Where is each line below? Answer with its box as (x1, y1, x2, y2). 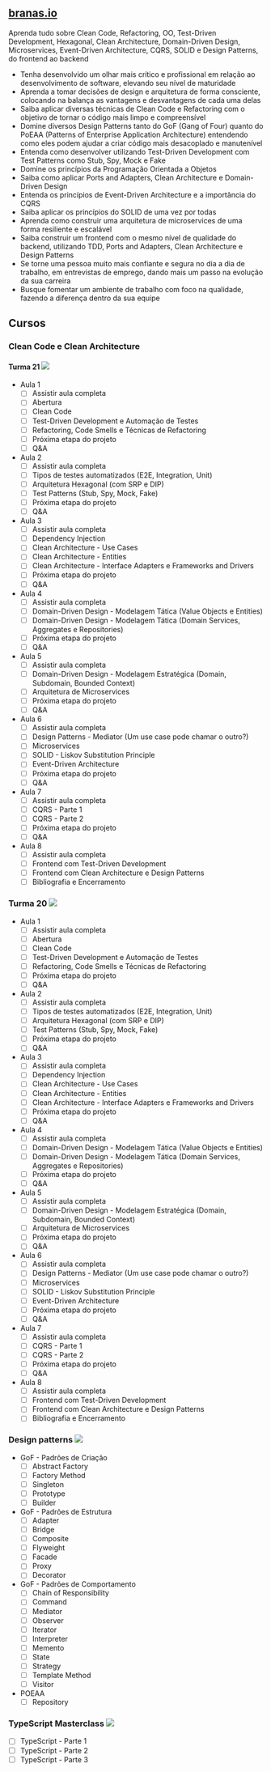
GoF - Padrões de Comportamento (19, 1579, 136, 1589)
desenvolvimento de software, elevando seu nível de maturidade (19, 78, 236, 87)
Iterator (32, 1625, 57, 1634)
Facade (32, 1552, 58, 1562)
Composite (32, 1534, 69, 1544)
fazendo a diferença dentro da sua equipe (19, 293, 160, 303)
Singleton (32, 1479, 65, 1489)
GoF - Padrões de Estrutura (19, 1506, 112, 1516)
